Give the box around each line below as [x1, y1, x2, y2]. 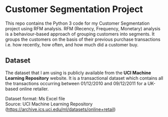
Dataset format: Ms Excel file [5, 95, 66, 101]
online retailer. [19, 86, 49, 92]
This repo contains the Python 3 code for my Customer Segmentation [5, 20, 150, 26]
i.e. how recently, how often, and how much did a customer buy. [5, 41, 139, 47]
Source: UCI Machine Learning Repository [5, 101, 93, 107]
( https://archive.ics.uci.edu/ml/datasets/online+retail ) [5, 106, 116, 112]
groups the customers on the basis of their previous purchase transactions [5, 36, 160, 42]
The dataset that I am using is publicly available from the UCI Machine [5, 70, 151, 76]
